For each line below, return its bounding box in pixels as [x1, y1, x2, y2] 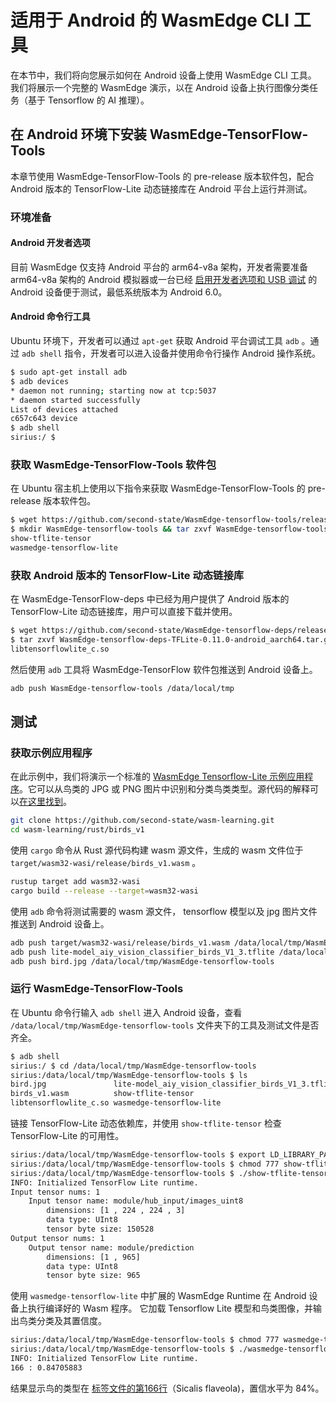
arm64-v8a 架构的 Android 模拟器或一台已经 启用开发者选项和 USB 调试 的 [10, 273, 318, 285]
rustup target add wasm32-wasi [10, 877, 141, 887]
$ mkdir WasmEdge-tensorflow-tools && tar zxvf [10, 524, 213, 535]
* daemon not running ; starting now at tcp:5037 [10, 386, 217, 396]
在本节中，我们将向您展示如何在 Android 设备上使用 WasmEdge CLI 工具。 [10, 69, 317, 81]
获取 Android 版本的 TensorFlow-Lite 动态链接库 [10, 568, 245, 582]
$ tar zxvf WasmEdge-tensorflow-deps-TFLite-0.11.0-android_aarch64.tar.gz [10, 635, 333, 645]
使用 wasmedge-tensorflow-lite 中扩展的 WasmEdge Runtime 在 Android [10, 1290, 307, 1302]
